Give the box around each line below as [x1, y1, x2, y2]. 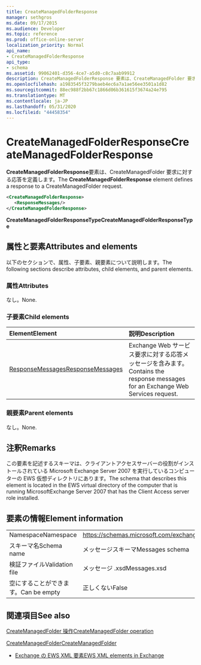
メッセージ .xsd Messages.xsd [83, 564, 167, 573]
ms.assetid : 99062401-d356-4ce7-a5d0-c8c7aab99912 [6, 70, 135, 76]
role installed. [6, 495, 40, 502]
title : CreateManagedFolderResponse [6, 8, 98, 15]
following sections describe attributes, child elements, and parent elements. [6, 265, 193, 272]
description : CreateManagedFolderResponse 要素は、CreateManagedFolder [6, 76, 185, 82]
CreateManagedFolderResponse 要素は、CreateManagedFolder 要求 [6, 169, 177, 176]
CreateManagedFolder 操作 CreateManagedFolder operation [6, 628, 154, 635]
